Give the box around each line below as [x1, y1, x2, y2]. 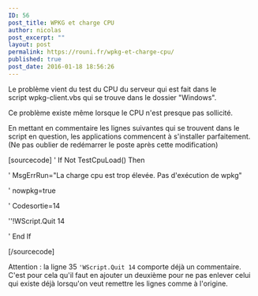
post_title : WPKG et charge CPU [8, 19, 114, 27]
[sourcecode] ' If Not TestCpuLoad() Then [8, 155, 145, 165]
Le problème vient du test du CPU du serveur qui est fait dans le [8, 84, 217, 94]
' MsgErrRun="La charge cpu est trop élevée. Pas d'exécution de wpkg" [8, 170, 242, 179]
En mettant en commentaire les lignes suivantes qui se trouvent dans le [8, 123, 240, 132]
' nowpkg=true [8, 186, 57, 195]
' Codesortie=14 [8, 201, 61, 210]
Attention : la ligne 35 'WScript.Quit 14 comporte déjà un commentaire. [8, 261, 242, 272]
